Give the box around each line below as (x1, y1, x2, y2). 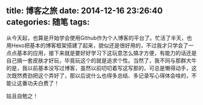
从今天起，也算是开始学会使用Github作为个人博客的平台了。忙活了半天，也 (6, 34, 192, 41)
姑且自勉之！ (6, 92, 38, 100)
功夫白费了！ (27, 79, 59, 86)
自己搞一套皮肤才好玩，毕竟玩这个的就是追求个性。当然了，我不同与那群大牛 (6, 57, 197, 64)
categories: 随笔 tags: (6, 17, 90, 27)
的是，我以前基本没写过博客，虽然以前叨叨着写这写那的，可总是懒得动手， (6, 64, 192, 71)
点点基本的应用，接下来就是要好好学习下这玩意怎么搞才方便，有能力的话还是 (6, 49, 197, 56)
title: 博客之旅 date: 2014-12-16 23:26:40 (6, 5, 163, 16)
